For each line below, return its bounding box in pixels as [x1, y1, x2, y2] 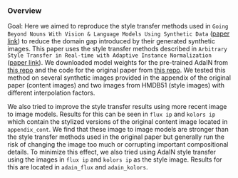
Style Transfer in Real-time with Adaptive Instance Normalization [7, 52, 212, 59]
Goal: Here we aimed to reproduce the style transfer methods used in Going [7, 22, 229, 31]
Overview [7, 6, 42, 16]
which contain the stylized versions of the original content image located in [7, 117, 228, 126]
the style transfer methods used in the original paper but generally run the [7, 132, 224, 141]
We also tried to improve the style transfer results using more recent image [7, 103, 227, 111]
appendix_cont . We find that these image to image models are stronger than [7, 125, 229, 134]
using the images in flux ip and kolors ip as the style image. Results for [7, 155, 222, 164]
